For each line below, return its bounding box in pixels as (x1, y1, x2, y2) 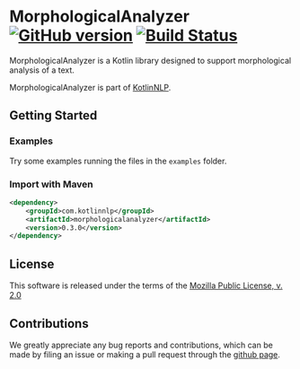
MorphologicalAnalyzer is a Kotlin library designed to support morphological (9, 55, 292, 66)
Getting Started (9, 108, 98, 123)
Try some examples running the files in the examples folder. (9, 155, 227, 166)
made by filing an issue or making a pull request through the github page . (9, 348, 281, 360)
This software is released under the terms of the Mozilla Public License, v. (9, 280, 283, 291)
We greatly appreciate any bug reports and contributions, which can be (9, 339, 274, 350)
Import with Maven (9, 178, 94, 190)
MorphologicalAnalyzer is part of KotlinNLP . (9, 82, 172, 92)
